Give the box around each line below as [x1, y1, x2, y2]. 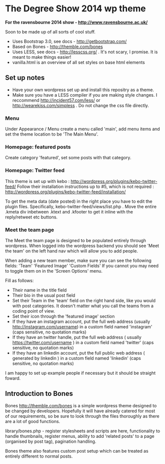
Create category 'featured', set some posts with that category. [5, 155, 132, 161]
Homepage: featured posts [5, 143, 71, 150]
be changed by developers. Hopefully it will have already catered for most [5, 408, 155, 414]
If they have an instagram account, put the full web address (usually [12, 319, 150, 324]
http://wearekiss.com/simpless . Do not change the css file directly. [12, 102, 149, 108]
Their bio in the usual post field [12, 292, 75, 298]
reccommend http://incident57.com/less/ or [12, 97, 100, 103]
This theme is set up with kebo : [5, 178, 70, 184]
